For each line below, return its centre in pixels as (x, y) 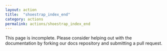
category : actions (24, 19)
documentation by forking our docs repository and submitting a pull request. (84, 43)
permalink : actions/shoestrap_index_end (48, 24)
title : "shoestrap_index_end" (38, 14)
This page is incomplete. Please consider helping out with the (68, 38)
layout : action (21, 10)
